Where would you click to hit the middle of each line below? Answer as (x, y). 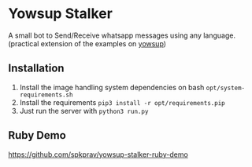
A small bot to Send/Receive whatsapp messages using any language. (122, 35)
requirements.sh (46, 95)
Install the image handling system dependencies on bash (112, 87)
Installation (36, 69)
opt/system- (226, 88)
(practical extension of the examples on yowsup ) (87, 43)
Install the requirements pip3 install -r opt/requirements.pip (122, 102)
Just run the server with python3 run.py (84, 111)
